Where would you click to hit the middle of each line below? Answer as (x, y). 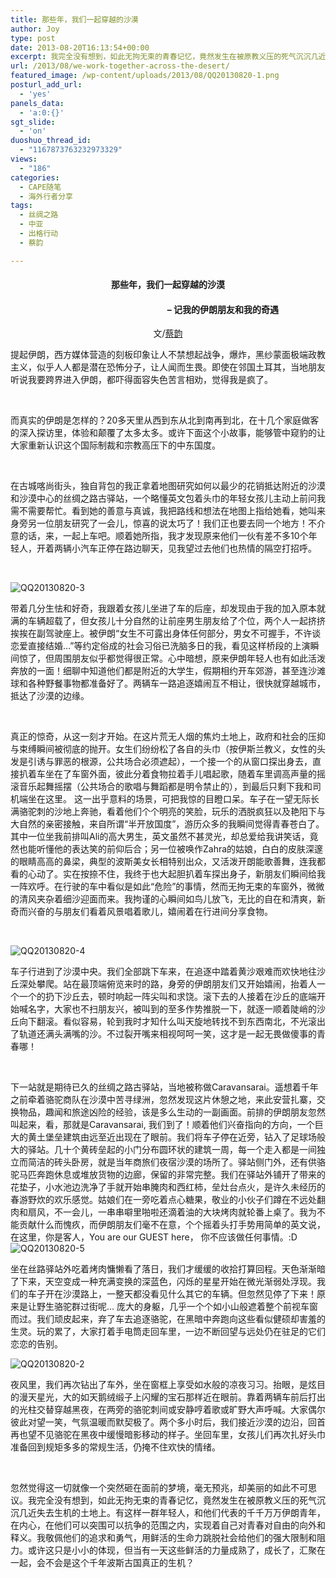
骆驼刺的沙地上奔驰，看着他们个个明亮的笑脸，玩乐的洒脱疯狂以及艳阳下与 (172, 812)
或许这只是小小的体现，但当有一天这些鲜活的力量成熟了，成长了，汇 (167, 1550)
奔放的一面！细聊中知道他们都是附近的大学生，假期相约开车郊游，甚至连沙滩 (168, 671)
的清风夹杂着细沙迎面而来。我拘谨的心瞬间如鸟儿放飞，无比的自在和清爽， (163, 899)
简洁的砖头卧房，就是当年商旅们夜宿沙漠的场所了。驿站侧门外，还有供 (172, 1162)
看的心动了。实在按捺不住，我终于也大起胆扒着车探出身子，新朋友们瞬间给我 (168, 874)
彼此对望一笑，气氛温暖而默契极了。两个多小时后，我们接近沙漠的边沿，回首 (168, 1422)
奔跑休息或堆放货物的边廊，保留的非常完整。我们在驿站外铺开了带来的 (181, 1175)
